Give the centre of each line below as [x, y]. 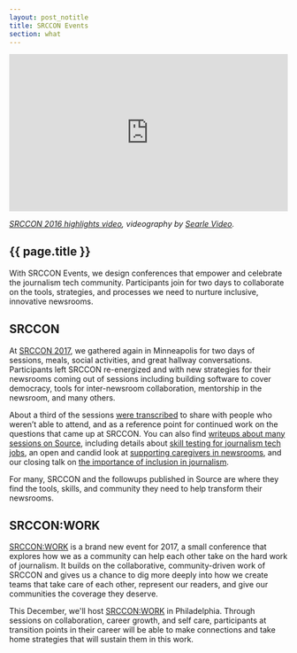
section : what [35, 34]
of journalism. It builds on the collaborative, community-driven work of [137, 566]
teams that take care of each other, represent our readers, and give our [139, 585]
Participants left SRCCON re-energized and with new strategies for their [140, 369]
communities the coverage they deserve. [84, 594]
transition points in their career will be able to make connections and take [142, 630]
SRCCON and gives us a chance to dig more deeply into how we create [139, 575]
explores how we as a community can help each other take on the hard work [148, 556]
